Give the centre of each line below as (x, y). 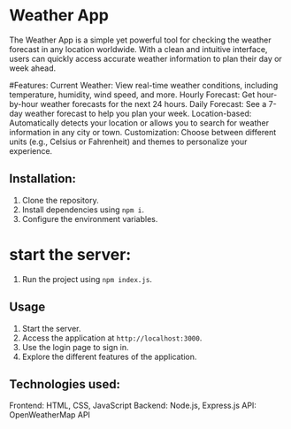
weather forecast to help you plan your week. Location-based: (138, 113)
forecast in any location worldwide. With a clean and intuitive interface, (138, 49)
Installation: (43, 179)
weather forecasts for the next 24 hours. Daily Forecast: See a (153, 103)
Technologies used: (65, 384)
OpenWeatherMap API (50, 415)
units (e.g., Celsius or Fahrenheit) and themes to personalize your (128, 142)
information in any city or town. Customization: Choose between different (143, 132)
